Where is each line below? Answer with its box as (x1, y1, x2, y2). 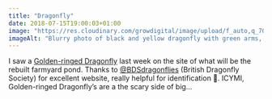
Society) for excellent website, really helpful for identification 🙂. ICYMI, (8, 73, 244, 83)
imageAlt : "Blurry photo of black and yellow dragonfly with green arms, (8, 34, 263, 43)
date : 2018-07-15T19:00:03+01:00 (8, 19, 121, 27)
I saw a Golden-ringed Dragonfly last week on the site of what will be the (8, 56, 252, 66)
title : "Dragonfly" (8, 11, 74, 20)
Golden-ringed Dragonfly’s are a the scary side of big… (8, 82, 193, 92)
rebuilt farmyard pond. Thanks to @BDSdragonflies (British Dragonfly (8, 65, 240, 75)
